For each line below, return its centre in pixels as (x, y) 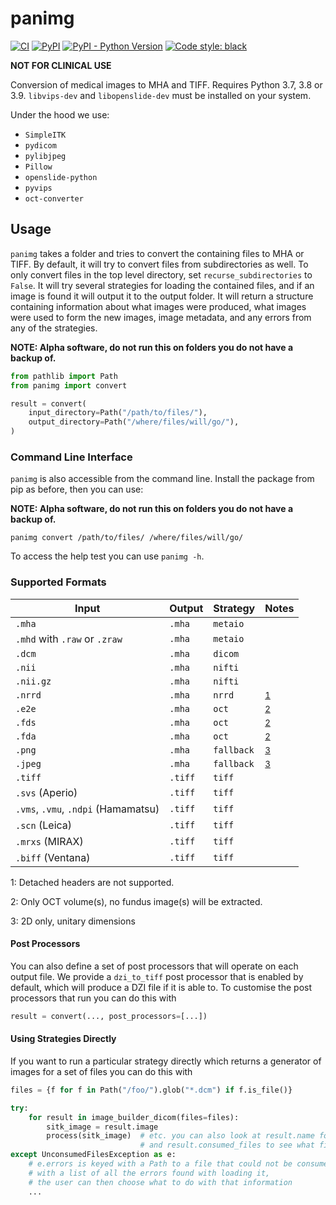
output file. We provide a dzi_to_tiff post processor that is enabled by (157, 976)
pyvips (38, 188)
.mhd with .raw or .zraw (69, 639)
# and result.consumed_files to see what (227, 1145)
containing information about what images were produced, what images (158, 306)
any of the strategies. (54, 328)
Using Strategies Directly (63, 1039)
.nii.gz (33, 681)
